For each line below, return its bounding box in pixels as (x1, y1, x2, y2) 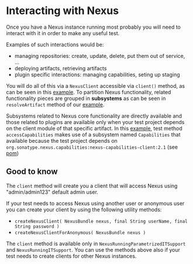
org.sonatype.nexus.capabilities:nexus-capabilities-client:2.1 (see (6, 143, 178, 150)
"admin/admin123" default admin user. (6, 188, 98, 196)
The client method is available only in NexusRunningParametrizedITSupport (6, 240, 186, 247)
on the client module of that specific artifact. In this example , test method (6, 125, 182, 132)
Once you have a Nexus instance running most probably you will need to (6, 23, 181, 30)
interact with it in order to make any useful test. (6, 29, 120, 36)
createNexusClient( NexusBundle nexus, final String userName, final (14, 218, 188, 224)
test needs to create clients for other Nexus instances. (6, 252, 137, 259)
